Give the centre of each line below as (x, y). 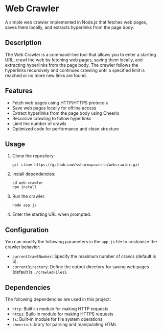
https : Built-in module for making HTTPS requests (63, 314)
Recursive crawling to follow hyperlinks (52, 118)
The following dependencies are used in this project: (58, 299)
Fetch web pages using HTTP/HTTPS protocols (60, 102)
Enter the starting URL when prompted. (52, 214)
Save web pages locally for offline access (54, 108)
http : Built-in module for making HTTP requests (60, 309)
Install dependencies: (34, 174)
